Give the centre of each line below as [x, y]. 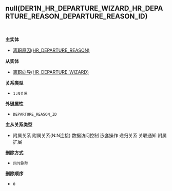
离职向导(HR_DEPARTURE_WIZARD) [51, 72]
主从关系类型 [19, 124]
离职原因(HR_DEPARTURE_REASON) [51, 50]
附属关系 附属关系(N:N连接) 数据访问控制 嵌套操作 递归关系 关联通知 [84, 135]
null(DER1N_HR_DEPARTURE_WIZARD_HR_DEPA [84, 8]
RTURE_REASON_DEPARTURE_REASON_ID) [77, 17]
